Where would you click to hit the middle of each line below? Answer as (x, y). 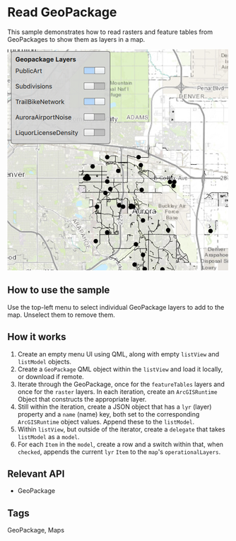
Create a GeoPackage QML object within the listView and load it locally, (120, 369)
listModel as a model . (48, 436)
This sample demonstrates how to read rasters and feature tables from (110, 32)
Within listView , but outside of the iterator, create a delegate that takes (121, 429)
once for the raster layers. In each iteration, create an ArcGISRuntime (117, 391)
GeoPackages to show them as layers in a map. (76, 39)
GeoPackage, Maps (36, 530)
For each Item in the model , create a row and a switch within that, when (120, 444)
